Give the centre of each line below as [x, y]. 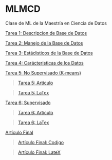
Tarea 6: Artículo [35, 112]
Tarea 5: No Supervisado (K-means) [43, 73]
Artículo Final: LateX [39, 152]
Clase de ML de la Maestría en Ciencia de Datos [56, 23]
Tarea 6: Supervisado [28, 103]
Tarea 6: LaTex [33, 122]
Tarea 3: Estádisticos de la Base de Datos [49, 53]
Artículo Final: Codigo [41, 142]
